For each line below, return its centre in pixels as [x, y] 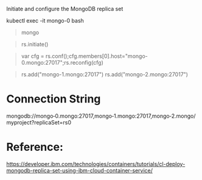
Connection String [54, 99]
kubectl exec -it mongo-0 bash [45, 20]
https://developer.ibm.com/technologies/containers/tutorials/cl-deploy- [96, 164]
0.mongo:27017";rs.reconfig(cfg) [62, 63]
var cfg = [33, 56]
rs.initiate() [35, 44]
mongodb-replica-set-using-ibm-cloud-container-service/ [80, 170]
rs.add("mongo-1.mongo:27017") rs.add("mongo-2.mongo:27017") [105, 74]
